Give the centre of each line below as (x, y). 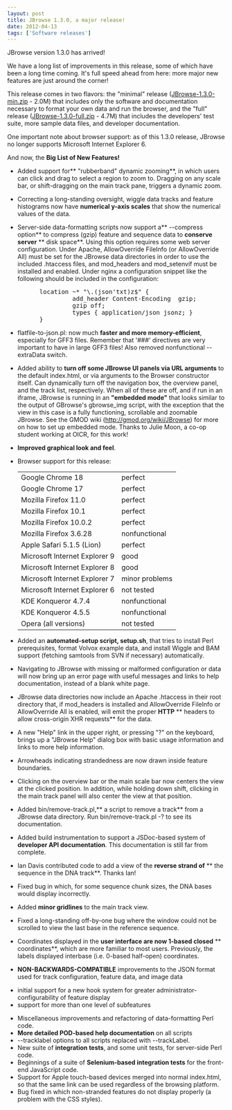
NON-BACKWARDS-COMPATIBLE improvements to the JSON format (116, 970)
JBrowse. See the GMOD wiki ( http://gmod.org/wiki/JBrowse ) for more (118, 420)
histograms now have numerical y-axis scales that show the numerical (119, 207)
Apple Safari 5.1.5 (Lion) (61, 545)
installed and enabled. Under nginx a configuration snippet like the (112, 271)
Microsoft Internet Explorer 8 (68, 567)
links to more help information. (61, 747)
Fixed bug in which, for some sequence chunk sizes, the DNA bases (115, 886)
